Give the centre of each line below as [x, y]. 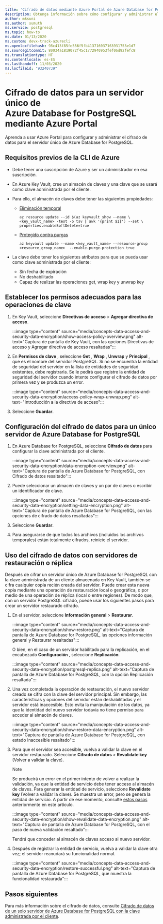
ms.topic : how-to [23, 32]
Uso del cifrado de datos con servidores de [71, 555]
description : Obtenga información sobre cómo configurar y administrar [79, 14]
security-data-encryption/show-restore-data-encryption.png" [74, 730]
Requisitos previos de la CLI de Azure [62, 158]
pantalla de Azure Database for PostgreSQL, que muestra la [72, 874]
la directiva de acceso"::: [79, 402]
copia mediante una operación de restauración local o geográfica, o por [77, 590]
